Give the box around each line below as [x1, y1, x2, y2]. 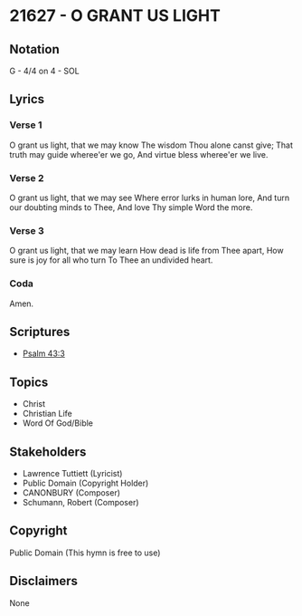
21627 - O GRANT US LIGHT [9, 5, 222, 26]
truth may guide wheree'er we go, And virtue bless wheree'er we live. [9, 149, 269, 159]
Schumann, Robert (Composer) [22, 497, 139, 508]
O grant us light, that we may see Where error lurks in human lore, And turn [9, 192, 290, 203]
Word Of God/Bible [22, 418, 93, 428]
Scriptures [9, 323, 71, 340]
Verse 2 [9, 171, 44, 184]
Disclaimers [9, 573, 79, 589]
